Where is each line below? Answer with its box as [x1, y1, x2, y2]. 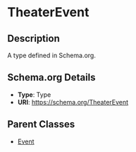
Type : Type [17, 90, 51, 99]
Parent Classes [7, 118, 75, 131]
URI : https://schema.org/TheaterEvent [17, 98, 129, 106]
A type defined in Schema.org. [7, 51, 97, 59]
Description [7, 33, 60, 45]
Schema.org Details [7, 71, 97, 83]
